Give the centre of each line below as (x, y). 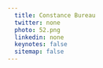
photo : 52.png (37, 30)
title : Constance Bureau (55, 15)
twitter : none (37, 23)
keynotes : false (41, 45)
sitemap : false (39, 52)
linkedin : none (39, 37)
